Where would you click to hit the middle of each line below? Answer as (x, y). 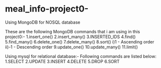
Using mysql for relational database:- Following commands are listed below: (81, 56)
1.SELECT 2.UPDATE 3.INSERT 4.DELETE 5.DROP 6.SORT (62, 61)
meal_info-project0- (47, 9)
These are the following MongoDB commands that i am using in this (72, 31)
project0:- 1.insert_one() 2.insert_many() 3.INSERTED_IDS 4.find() (70, 37)
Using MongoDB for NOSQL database (43, 22)
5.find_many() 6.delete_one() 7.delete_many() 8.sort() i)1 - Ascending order (80, 41)
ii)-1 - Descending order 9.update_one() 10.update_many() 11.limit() (72, 47)
